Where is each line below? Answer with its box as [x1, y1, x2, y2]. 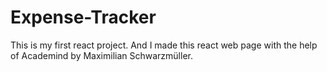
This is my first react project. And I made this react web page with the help [10, 39, 318, 51]
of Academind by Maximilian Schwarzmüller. [10, 49, 193, 61]
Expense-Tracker [10, 6, 157, 29]
